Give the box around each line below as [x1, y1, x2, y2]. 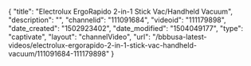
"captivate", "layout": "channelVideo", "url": [8, 32, 151, 41]
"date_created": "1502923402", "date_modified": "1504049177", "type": [8, 24, 244, 33]
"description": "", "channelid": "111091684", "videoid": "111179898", [8, 15, 226, 25]
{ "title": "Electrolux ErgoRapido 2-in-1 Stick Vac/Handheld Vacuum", [8, 7, 233, 16]
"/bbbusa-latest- [152, 32, 207, 41]
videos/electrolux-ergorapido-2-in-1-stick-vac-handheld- [8, 41, 198, 50]
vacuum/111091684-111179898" [8, 49, 110, 58]
